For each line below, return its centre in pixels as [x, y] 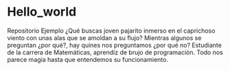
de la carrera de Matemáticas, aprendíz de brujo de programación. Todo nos [115, 52]
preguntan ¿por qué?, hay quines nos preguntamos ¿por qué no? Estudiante [114, 45]
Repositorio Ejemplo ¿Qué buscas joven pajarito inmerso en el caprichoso [111, 31]
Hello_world [42, 12]
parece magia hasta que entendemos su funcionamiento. [88, 59]
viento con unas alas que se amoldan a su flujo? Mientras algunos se [104, 37]
